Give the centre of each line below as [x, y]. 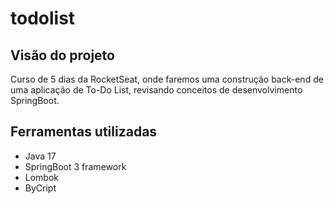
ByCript [40, 188]
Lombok [42, 177]
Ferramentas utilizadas [84, 132]
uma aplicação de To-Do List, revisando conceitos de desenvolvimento [156, 90]
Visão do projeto [62, 55]
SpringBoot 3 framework [75, 166]
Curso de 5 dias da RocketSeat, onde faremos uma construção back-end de [167, 79]
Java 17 [40, 156]
